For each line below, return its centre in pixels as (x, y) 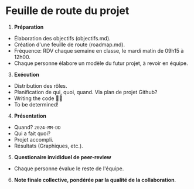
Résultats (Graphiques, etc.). (48, 146)
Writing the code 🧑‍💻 (38, 98)
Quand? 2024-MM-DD (37, 127)
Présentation (30, 116)
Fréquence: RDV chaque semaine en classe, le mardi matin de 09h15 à (99, 50)
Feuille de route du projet (67, 11)
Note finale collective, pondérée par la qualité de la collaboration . (95, 180)
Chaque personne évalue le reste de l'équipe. (69, 169)
